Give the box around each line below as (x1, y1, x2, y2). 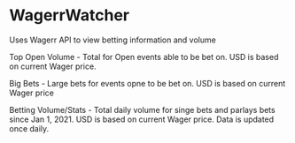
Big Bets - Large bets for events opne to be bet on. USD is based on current (9, 78, 286, 88)
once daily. (9, 123, 50, 133)
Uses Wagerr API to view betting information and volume (9, 34, 217, 45)
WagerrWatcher (9, 5, 130, 26)
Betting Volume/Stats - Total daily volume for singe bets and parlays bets (9, 104, 276, 115)
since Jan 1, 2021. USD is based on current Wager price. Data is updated (9, 114, 275, 124)
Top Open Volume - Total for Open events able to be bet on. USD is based (9, 51, 279, 62)
